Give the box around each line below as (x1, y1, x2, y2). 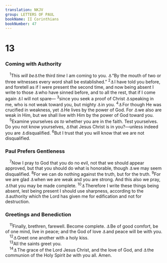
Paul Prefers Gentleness (5, 148, 65, 155)
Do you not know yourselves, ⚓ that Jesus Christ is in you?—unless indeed (5, 124, 159, 130)
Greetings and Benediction (5, 211, 71, 218)
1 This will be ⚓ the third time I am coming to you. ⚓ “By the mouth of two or (9, 72, 162, 79)
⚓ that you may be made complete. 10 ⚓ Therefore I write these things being (5, 182, 159, 189)
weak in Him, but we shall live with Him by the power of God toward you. (5, 112, 154, 118)
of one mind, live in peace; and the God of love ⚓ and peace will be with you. (5, 228, 163, 235)
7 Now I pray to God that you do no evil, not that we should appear (9, 159, 145, 166)
